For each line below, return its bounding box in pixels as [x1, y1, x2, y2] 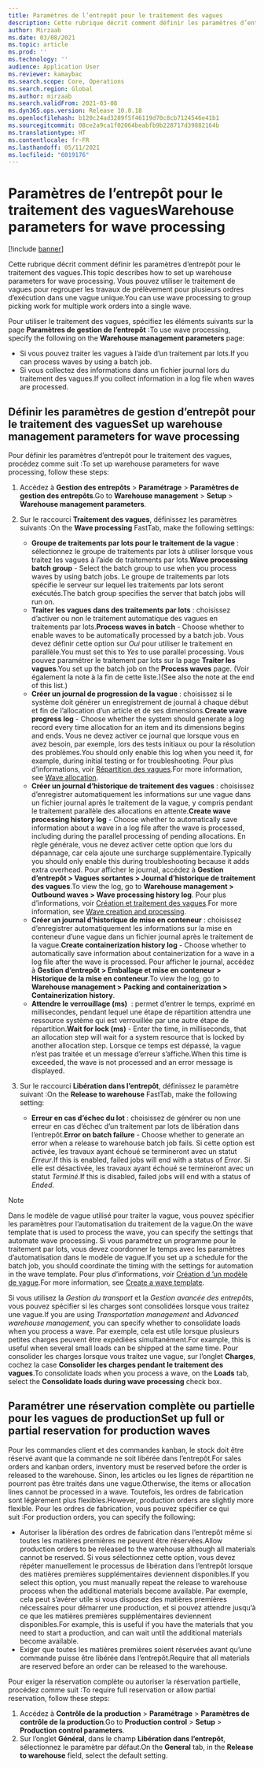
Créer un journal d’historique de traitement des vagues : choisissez [31, 781, 255, 791]
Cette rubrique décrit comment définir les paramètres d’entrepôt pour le [8, 259, 241, 269]
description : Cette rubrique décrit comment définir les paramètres [8, 19, 237, 27]
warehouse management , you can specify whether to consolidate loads [8, 1318, 241, 1327]
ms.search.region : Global [8, 84, 93, 93]
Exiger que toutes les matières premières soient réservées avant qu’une [19, 1644, 252, 1654]
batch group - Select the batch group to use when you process [31, 564, 237, 572]
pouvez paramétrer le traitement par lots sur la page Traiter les [31, 656, 236, 664]
